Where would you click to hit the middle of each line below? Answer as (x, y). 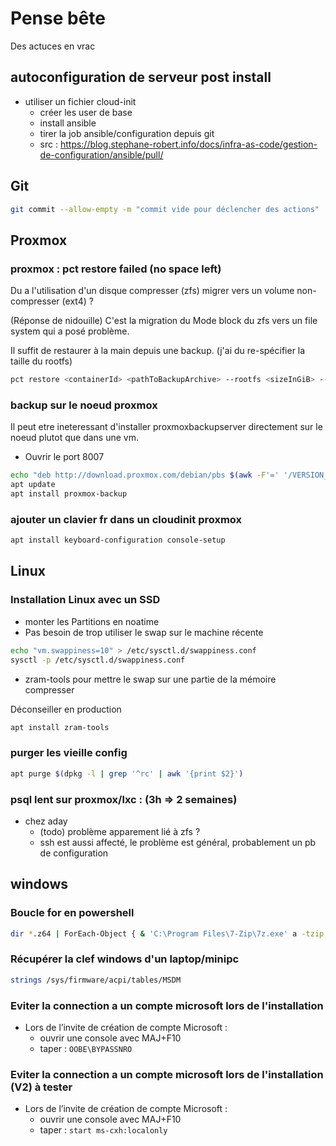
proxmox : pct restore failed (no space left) (116, 269)
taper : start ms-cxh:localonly (103, 1130)
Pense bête (58, 18)
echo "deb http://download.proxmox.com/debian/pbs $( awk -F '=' (145, 475)
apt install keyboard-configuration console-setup (118, 540)
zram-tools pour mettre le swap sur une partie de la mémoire (150, 679)
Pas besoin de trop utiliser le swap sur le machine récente (144, 632)
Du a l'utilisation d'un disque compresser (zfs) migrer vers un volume (152, 291)
